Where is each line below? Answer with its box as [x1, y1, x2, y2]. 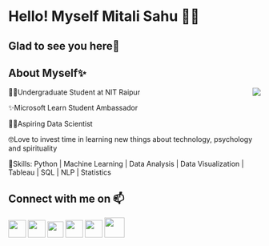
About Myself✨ [8, 66, 86, 79]
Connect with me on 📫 [8, 192, 125, 205]
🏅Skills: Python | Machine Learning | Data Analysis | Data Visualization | [8, 159, 244, 169]
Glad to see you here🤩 [8, 39, 120, 53]
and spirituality [8, 143, 58, 153]
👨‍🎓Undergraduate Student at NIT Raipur [8, 87, 141, 97]
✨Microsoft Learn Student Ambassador [8, 103, 139, 113]
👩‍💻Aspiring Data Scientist [8, 119, 94, 129]
